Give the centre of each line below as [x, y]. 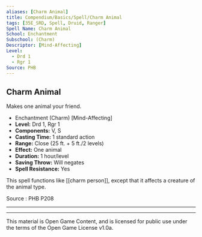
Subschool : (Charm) [31, 40]
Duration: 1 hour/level [42, 156]
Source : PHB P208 [30, 199]
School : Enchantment [32, 34]
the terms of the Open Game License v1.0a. [60, 228]
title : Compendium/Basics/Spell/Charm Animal [64, 17]
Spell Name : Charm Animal [38, 28]
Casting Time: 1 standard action [55, 137]
